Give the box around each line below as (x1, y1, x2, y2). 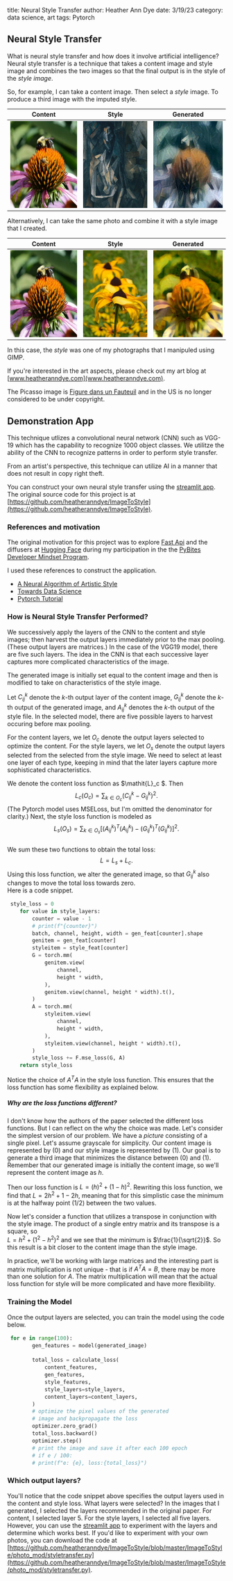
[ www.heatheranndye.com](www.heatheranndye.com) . (7, 374, 165, 383)
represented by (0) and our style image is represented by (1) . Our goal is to (7, 1146, 221, 1154)
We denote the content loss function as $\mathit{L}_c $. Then (7, 779, 184, 788)
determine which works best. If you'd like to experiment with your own (7, 1528, 208, 1536)
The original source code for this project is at (7, 490, 136, 499)
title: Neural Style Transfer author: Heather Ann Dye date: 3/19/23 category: (7, 6, 223, 14)
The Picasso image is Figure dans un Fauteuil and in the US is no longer (7, 387, 212, 396)
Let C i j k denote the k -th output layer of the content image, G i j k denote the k (7, 691, 222, 703)
